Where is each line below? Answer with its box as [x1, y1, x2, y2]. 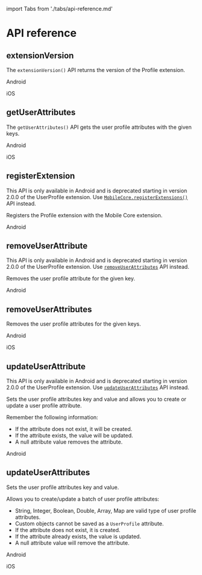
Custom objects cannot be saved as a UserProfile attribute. [14, 520, 164, 527]
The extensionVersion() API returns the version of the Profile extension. [6, 67, 186, 73]
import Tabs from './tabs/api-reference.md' [6, 5, 113, 12]
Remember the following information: [6, 414, 98, 421]
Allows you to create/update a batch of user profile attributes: [6, 495, 160, 502]
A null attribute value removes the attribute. [14, 438, 123, 445]
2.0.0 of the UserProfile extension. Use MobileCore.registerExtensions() [6, 193, 188, 200]
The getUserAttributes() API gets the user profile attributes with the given [6, 123, 192, 131]
